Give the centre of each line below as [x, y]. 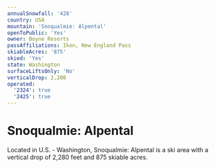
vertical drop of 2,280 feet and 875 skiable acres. [77, 157]
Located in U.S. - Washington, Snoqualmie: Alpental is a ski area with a [108, 149]
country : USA [26, 20]
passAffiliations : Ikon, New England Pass [69, 45]
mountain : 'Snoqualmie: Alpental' [57, 26]
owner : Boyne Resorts [38, 39]
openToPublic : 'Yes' [37, 33]
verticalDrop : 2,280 [37, 77]
